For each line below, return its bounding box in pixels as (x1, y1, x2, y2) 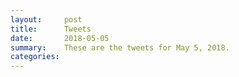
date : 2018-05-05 (10, 33, 110, 43)
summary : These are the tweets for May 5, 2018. (10, 42, 230, 53)
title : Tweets (10, 24, 92, 34)
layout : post (10, 14, 83, 25)
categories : (10, 52, 60, 62)
